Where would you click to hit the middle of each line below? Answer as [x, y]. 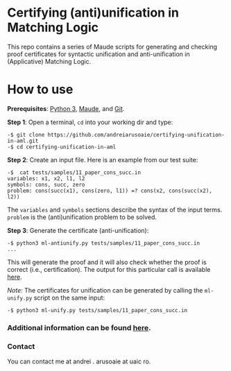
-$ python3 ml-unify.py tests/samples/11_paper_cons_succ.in [97, 310]
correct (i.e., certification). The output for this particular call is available [109, 269]
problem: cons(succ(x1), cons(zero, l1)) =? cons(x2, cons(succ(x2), [110, 191]
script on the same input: [69, 297]
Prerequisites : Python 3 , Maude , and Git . [66, 108]
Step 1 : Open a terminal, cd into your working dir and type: [90, 122]
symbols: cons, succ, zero [46, 184]
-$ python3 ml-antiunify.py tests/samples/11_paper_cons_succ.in [103, 243]
